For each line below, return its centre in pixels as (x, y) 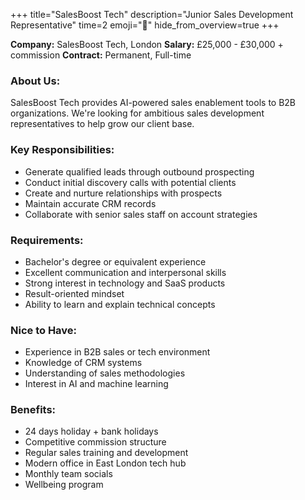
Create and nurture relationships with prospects (123, 193)
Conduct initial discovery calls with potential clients (130, 182)
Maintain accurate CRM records (90, 203)
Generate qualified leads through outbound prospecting (139, 171)
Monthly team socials (68, 474)
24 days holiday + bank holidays (91, 431)
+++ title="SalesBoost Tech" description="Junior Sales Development (152, 14)
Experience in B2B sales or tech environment (117, 352)
